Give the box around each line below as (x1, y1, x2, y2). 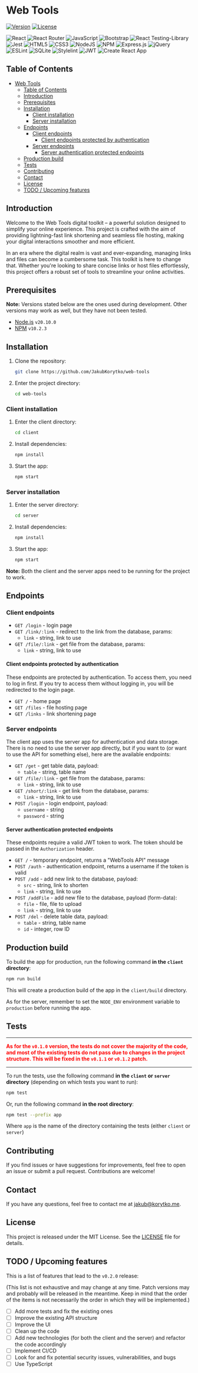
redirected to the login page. (6, 686, 75, 693)
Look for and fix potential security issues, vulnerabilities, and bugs (14, 1354, 176, 1361)
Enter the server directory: (14, 501, 79, 508)
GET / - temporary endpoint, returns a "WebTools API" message (14, 856, 170, 864)
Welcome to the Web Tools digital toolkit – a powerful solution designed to (6, 219, 186, 226)
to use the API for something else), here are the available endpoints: (6, 750, 171, 758)
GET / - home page (14, 697, 61, 705)
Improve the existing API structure (14, 1314, 98, 1321)
